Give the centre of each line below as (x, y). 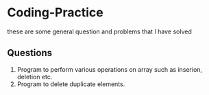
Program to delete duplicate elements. (71, 84)
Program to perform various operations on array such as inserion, (110, 69)
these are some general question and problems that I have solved (99, 31)
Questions (30, 53)
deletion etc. (35, 77)
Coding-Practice (56, 13)
